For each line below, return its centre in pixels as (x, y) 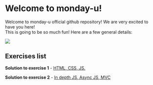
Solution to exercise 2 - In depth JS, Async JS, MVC (58, 77)
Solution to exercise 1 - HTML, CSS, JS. (45, 68)
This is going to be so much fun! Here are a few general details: (69, 32)
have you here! (20, 27)
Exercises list (26, 56)
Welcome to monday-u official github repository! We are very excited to (77, 22)
